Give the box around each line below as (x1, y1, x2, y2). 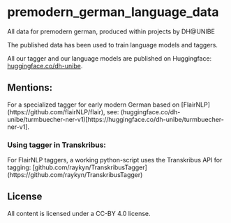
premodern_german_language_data (7, 4, 219, 20)
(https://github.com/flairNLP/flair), (7, 107, 106, 116)
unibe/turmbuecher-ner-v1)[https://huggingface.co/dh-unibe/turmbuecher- (7, 115, 225, 123)
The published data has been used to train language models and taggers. (7, 40, 218, 49)
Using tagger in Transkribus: (7, 140, 107, 150)
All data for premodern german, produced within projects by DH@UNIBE (7, 27, 215, 36)
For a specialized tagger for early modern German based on (7, 100, 180, 109)
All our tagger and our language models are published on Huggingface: (7, 54, 212, 63)
